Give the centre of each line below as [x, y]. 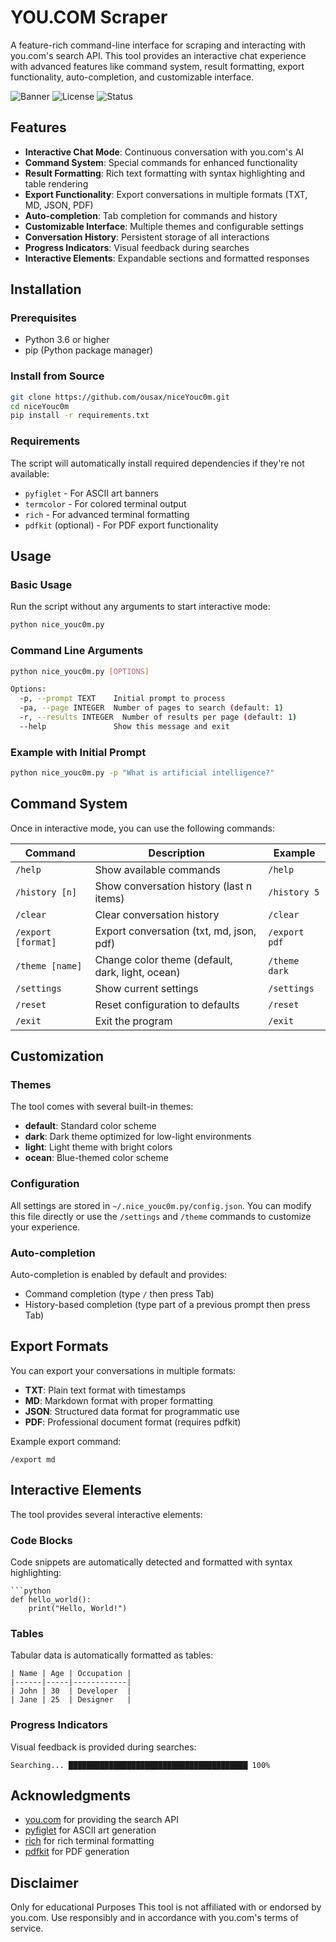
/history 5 [294, 892]
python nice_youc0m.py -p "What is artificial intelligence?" [142, 773]
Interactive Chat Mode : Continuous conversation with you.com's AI [164, 152]
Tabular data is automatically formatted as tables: [112, 1655]
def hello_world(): [51, 1599]
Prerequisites [43, 318]
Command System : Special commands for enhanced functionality [161, 162]
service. [27, 1928]
